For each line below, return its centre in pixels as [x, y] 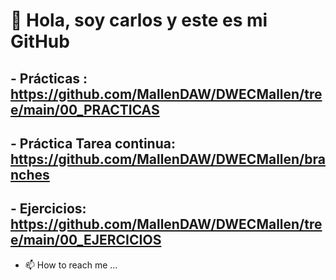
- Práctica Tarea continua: [93, 143]
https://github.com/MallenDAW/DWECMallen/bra [168, 159]
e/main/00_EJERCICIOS [86, 240]
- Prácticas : [49, 78]
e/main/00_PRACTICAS [85, 109]
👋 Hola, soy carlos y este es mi [139, 20]
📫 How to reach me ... [71, 265]
